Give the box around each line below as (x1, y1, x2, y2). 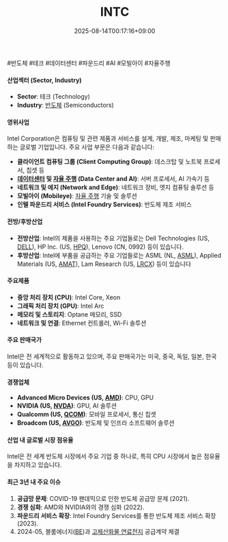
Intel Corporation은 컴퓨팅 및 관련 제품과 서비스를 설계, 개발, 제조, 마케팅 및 (7, 134, 209, 143)
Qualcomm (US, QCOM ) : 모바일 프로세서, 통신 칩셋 (16, 410, 157, 419)
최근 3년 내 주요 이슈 (7, 478, 61, 486)
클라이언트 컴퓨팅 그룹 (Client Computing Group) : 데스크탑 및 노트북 (16, 158, 203, 166)
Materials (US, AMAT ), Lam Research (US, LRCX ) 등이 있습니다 (16, 260, 191, 268)
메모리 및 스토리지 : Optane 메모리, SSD (16, 310, 122, 319)
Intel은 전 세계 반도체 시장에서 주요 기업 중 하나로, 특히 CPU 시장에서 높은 (7, 452, 203, 460)
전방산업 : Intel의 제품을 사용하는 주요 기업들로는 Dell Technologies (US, (16, 234, 210, 242)
